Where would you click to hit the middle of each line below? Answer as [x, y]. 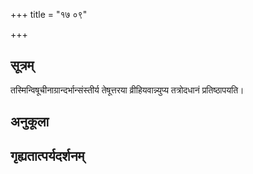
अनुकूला [30, 122]
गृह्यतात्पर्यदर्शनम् [47, 155]
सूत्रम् [22, 65]
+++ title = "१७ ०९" [49, 14]
